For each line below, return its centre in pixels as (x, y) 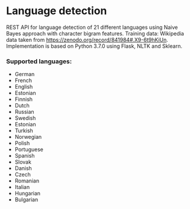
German (25, 74)
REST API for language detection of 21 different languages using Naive (92, 27)
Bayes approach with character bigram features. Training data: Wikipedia (95, 33)
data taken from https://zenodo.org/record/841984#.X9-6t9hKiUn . (87, 40)
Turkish (24, 130)
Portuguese (29, 149)
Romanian (27, 181)
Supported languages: (39, 61)
